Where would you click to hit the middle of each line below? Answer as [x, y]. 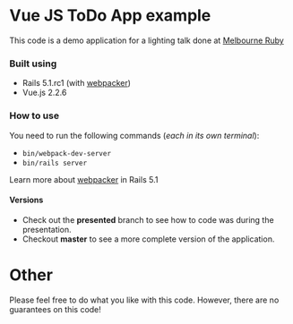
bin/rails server [55, 163]
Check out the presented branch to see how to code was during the [148, 219]
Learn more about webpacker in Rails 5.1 [84, 179]
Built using [33, 64]
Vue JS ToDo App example [110, 16]
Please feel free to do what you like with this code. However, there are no [144, 300]
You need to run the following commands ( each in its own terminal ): [134, 135]
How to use [34, 115]
